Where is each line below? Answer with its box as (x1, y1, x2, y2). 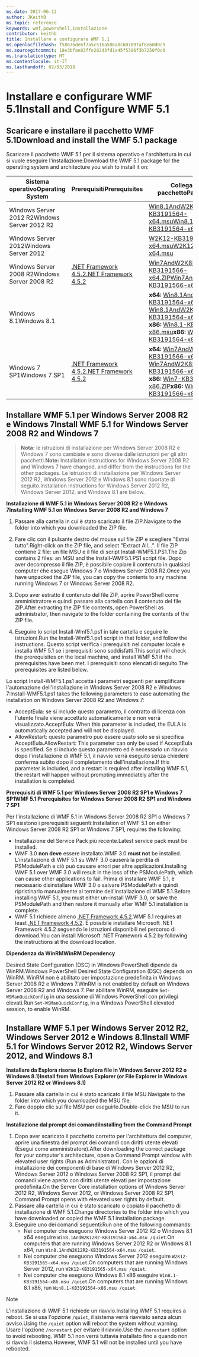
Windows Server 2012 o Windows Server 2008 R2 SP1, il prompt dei (14, 1170, 181, 1177)
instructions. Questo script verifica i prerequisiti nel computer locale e (14, 641, 185, 648)
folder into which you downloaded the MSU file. (14, 1097, 131, 1104)
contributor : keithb (6, 31, 57, 37)
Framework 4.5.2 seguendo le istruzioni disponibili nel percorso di (14, 925, 176, 933)
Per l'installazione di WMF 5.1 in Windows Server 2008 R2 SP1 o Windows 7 (6, 813, 191, 820)
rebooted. (6, 1345, 30, 1352)
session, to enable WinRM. (6, 1006, 71, 1013)
